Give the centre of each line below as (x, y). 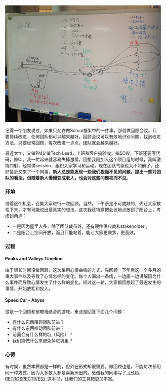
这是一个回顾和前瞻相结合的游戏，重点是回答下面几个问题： (66, 312)
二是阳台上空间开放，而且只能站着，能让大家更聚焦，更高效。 (75, 233)
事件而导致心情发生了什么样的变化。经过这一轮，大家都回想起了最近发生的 (85, 282)
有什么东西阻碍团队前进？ (38, 322)
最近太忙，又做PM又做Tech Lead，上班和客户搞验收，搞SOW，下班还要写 (81, 153)
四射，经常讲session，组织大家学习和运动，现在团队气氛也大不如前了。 (82, 165)
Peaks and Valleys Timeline (34, 258)
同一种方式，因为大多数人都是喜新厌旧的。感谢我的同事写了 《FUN (72, 372)
